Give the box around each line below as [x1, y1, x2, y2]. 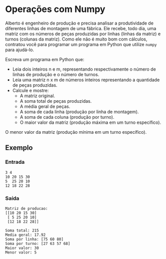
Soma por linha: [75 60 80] [5, 236, 64, 241]
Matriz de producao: [5, 206, 48, 211]
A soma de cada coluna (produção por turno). [19, 114, 114, 120]
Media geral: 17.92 [5, 232, 46, 237]
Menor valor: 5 [5, 249, 37, 255]
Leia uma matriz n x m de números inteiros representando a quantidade [12, 77, 160, 83]
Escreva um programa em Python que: [5, 56, 84, 62]
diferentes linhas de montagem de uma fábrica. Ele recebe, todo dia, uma [5, 25, 156, 31]
